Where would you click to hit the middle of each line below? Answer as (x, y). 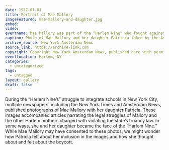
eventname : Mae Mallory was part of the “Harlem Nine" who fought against (85, 33)
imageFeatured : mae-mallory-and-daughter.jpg (54, 19)
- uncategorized (27, 66)
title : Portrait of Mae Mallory (39, 15)
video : (12, 29)
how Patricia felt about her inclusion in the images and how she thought (79, 136)
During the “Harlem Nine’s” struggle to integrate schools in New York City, (82, 99)
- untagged (21, 76)
